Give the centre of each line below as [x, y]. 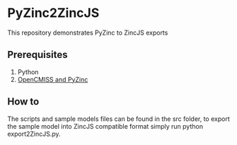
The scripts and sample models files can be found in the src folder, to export [118, 119]
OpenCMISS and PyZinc [53, 79]
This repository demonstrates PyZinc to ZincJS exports [88, 33]
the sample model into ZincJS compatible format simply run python [105, 126]
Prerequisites [37, 55]
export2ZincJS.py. [34, 134]
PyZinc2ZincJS [53, 13]
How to [23, 101]
